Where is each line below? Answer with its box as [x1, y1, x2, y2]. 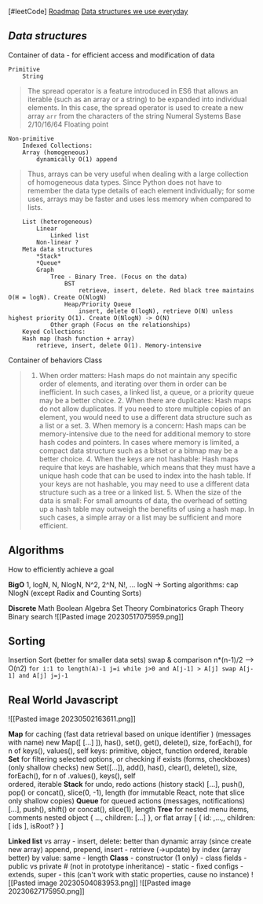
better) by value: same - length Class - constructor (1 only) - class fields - [8, 853, 247, 863]
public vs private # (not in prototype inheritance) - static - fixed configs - [8, 862, 244, 871]
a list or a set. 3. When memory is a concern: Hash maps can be [38, 421, 247, 430]
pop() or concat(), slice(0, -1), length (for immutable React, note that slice [8, 788, 245, 797]
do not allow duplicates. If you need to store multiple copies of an [38, 404, 251, 413]
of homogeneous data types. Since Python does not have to [27, 177, 222, 187]
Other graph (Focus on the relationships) [49, 321, 192, 329]
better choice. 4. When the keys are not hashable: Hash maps [38, 454, 239, 463]
